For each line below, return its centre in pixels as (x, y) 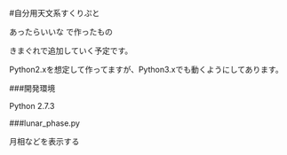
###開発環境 (32, 88)
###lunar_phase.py (44, 123)
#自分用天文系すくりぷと (55, 13)
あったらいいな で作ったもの (61, 32)
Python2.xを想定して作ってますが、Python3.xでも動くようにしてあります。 (146, 70)
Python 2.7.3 (32, 106)
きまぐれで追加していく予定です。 (71, 50)
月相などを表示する (44, 141)
